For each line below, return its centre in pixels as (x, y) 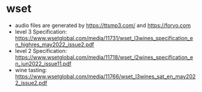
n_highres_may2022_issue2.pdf (54, 44)
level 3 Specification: (41, 31)
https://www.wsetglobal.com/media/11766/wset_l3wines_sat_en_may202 (105, 76)
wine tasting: (31, 70)
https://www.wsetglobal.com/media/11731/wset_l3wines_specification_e (104, 38)
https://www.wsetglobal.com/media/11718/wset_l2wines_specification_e (104, 57)
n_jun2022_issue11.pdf (43, 63)
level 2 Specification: (41, 51)
